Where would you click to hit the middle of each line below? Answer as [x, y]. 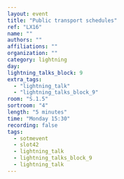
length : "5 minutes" [37, 112]
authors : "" [25, 40]
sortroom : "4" [28, 106]
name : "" [20, 33]
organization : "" [33, 54]
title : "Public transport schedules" [62, 20]
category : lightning [37, 60]
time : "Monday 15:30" [39, 118]
